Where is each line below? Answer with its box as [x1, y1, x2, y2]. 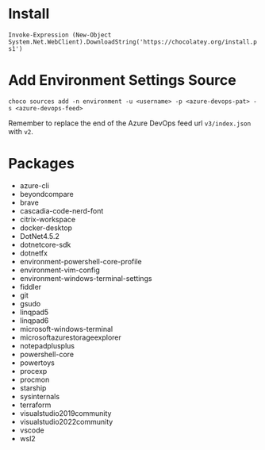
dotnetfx [19, 248, 48, 258]
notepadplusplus [19, 340, 75, 350]
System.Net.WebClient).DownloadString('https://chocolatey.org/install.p [8, 37, 258, 46]
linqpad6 [19, 315, 49, 325]
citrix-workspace [19, 214, 76, 224]
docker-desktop [19, 223, 73, 233]
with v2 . [8, 126, 34, 136]
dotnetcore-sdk [19, 240, 71, 249]
